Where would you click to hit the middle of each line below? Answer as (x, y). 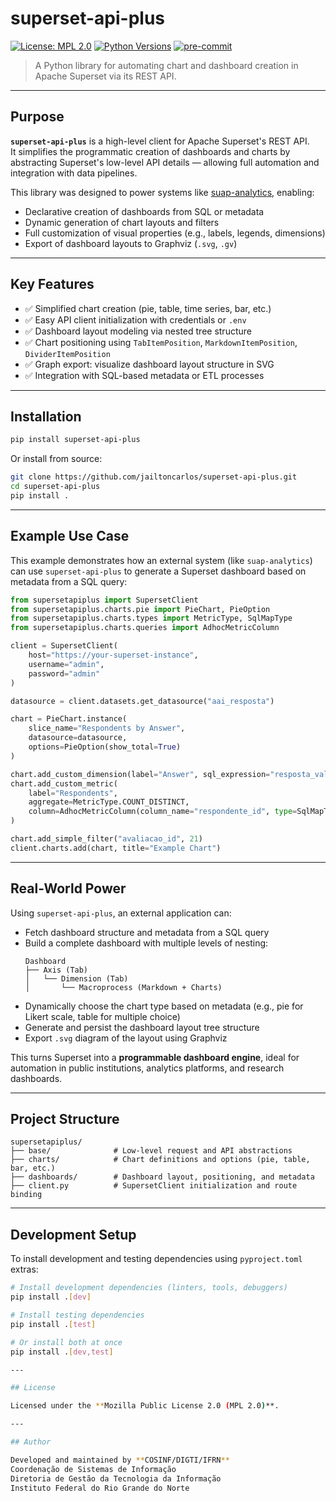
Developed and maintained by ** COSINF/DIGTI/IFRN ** (120, 1460)
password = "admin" (64, 673)
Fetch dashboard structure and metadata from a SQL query (147, 932)
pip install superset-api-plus (75, 440)
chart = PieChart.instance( (69, 719)
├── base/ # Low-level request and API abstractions (151, 1151)
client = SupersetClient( (64, 646)
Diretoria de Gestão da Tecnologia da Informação (116, 1478)
